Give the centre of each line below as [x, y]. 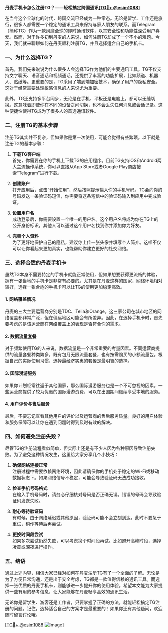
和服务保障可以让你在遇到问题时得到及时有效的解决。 [60, 422]
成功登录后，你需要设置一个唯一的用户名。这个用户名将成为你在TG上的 [85, 219]
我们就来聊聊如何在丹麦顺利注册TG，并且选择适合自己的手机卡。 [80, 43]
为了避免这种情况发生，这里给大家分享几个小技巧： [66, 455]
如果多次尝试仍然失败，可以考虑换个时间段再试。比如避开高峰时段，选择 [87, 541]
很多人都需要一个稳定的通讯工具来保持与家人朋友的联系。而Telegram [85, 25]
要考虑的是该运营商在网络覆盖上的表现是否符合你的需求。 [64, 324]
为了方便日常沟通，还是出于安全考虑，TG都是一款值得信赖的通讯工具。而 [80, 579]
